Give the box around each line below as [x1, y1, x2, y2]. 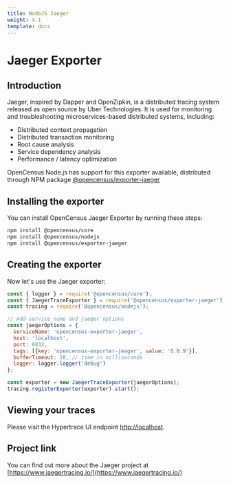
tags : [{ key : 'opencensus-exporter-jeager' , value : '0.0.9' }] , [13, 348, 199, 355]
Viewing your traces [7, 405, 96, 416]
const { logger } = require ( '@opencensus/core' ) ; [7, 290, 153, 297]
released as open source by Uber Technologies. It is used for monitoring [7, 105, 212, 113]
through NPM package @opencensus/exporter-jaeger [7, 176, 160, 184]
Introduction [7, 80, 62, 91]
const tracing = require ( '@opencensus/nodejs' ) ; [7, 303, 149, 310]
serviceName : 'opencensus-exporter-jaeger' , [13, 328, 143, 335]
